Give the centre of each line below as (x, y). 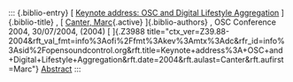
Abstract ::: (61, 69)
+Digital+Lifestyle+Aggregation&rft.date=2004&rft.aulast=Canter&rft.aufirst (146, 60)
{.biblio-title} (31, 22)
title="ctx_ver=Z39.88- (188, 31)
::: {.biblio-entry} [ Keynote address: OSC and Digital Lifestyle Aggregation (144, 13)
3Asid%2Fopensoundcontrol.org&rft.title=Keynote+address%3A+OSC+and (146, 50)
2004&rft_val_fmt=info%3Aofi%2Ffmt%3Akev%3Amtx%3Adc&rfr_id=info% (146, 41)
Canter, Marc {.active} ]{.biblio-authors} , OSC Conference (170, 22)
